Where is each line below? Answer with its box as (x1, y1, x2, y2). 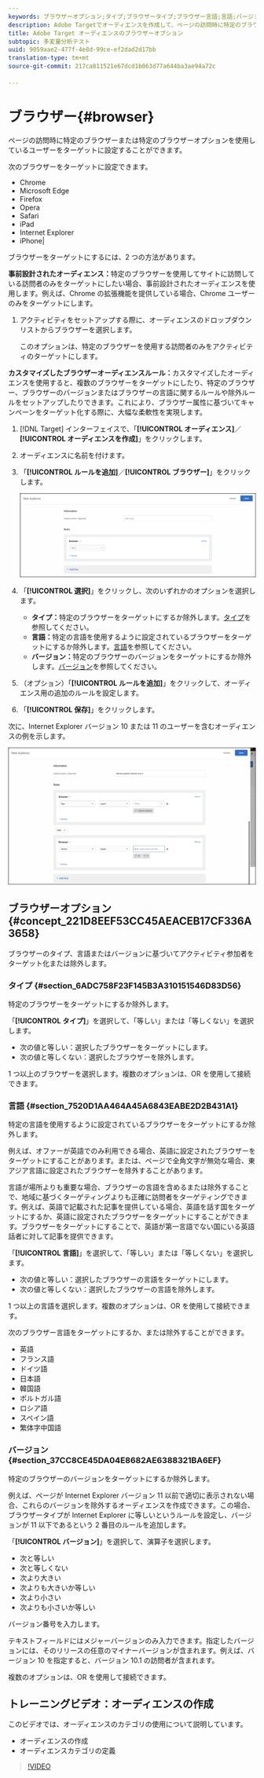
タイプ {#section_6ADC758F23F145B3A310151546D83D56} (8, 980, 242, 991)
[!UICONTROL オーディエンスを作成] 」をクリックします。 (19, 434, 207, 443)
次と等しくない (19, 1563, 68, 1572)
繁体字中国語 (19, 1423, 61, 1432)
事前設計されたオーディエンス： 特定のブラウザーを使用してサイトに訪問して (8, 269, 255, 278)
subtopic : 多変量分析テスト (8, 38, 90, 46)
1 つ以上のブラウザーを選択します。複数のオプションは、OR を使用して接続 (8, 1069, 251, 1079)
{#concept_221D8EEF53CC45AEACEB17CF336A (8, 915, 252, 928)
